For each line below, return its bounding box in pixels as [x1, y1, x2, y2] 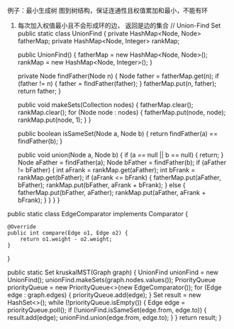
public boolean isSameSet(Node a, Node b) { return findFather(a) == [17, 130, 218, 138]
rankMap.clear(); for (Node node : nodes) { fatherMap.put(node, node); [17, 108, 226, 116]
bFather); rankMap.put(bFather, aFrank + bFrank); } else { [17, 181, 186, 189]
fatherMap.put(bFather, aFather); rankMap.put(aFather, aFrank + [17, 189, 206, 196]
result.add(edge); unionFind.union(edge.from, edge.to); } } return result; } [7, 313, 222, 321]
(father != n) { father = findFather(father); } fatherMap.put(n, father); [17, 79, 217, 87]
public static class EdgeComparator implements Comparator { [7, 210, 189, 218]
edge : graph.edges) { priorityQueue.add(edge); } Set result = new [7, 291, 201, 299]
